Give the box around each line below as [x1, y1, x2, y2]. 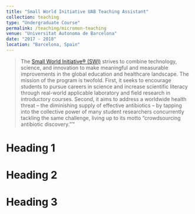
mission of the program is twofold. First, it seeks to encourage [20, 76, 172, 83]
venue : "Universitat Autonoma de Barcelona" [6, 31, 117, 37]
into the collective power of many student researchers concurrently [20, 108, 184, 115]
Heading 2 [6, 168, 58, 182]
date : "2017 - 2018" [6, 36, 57, 42]
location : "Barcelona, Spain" [6, 42, 81, 48]
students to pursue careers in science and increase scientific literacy [20, 83, 189, 90]
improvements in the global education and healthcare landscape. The [20, 70, 190, 77]
